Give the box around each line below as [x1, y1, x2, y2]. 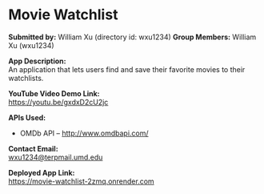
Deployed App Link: [8, 168, 75, 177]
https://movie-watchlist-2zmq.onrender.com [8, 176, 154, 186]
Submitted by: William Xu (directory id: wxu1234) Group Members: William [8, 32, 257, 42]
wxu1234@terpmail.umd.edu [8, 152, 103, 162]
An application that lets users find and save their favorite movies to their [8, 64, 246, 74]
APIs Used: [8, 112, 46, 122]
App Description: [8, 56, 66, 66]
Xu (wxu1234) [8, 40, 54, 50]
